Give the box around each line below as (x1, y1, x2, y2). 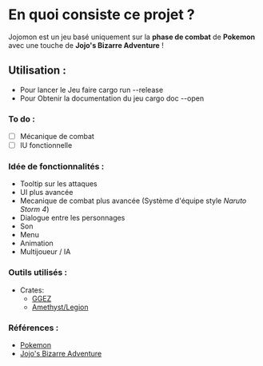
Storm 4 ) (19, 205, 50, 214)
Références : (8, 322, 59, 333)
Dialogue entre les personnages (19, 213, 126, 223)
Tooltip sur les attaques (19, 179, 98, 189)
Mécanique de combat (19, 132, 94, 141)
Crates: (19, 285, 45, 295)
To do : (8, 113, 36, 125)
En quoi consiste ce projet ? (8, 6, 196, 24)
